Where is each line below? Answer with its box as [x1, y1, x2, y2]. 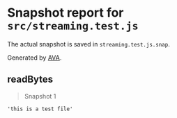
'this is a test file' [7, 106, 73, 112]
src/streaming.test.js [7, 19, 139, 33]
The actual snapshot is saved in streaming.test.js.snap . [7, 40, 171, 48]
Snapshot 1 [24, 92, 56, 100]
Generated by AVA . [7, 53, 62, 62]
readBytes [7, 74, 54, 85]
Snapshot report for [7, 5, 124, 21]
